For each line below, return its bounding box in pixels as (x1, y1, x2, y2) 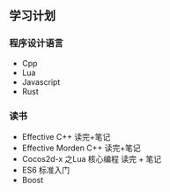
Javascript (21, 76, 61, 87)
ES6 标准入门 (21, 165, 70, 175)
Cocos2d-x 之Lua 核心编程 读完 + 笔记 (21, 153, 162, 164)
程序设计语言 (9, 37, 64, 50)
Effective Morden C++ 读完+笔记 (21, 142, 141, 153)
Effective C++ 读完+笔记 (21, 131, 111, 142)
